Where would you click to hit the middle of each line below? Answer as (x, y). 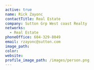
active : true (19, 10)
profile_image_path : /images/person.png (47, 60)
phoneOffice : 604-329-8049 (33, 37)
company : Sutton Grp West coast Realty (46, 23)
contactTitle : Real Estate (33, 19)
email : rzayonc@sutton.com (33, 42)
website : (14, 55)
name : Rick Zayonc (24, 14)
